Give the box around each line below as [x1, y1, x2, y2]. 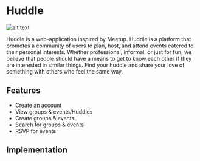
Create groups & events [15, 114, 75, 122]
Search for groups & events [15, 121, 84, 128]
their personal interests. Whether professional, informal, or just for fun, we [6, 48, 192, 55]
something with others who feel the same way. [6, 67, 123, 75]
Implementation [6, 145, 68, 156]
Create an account [15, 101, 62, 109]
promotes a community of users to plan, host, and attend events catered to [6, 42, 194, 49]
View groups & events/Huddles [15, 108, 93, 115]
